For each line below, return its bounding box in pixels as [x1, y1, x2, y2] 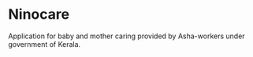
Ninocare [8, 5, 69, 23]
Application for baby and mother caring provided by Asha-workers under [8, 31, 246, 41]
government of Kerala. [8, 39, 81, 48]
